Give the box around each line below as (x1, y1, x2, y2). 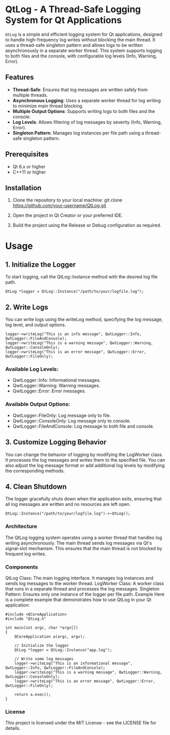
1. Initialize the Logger (5, 260, 76, 269)
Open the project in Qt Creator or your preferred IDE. (12, 212, 123, 218)
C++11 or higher (12, 169, 46, 175)
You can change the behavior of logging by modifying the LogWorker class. (5, 451, 163, 458)
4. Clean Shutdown (5, 482, 67, 491)
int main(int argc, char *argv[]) (5, 625, 79, 630)
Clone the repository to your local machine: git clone (12, 197, 123, 203)
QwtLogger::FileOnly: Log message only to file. (12, 412, 111, 418)
